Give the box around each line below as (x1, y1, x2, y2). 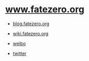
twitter (12, 50, 27, 56)
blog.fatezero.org (12, 21, 50, 27)
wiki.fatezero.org (12, 30, 49, 36)
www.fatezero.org (5, 4, 84, 15)
